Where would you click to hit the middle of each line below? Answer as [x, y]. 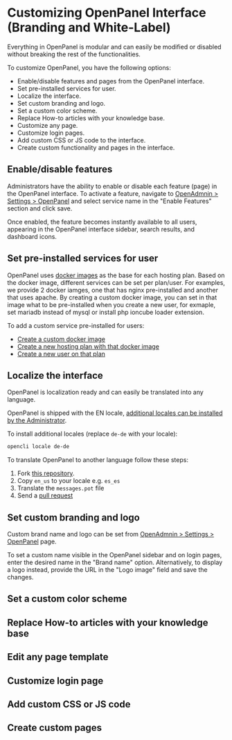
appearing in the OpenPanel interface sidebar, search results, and [101, 229]
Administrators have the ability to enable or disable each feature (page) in [112, 186]
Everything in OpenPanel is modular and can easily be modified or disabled [114, 47]
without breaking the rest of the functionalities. [74, 54]
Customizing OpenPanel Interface [107, 13]
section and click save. [40, 208]
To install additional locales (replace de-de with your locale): [92, 434]
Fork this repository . [46, 473]
